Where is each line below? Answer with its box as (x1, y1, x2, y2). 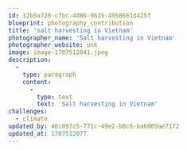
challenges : (8, 108, 48, 116)
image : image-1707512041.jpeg (8, 48, 109, 56)
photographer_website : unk (8, 41, 98, 49)
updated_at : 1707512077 (8, 129, 88, 137)
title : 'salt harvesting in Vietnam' (8, 26, 134, 34)
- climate (15, 115, 48, 123)
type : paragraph (22, 71, 77, 79)
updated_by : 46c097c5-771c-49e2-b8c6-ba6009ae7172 (8, 122, 180, 130)
